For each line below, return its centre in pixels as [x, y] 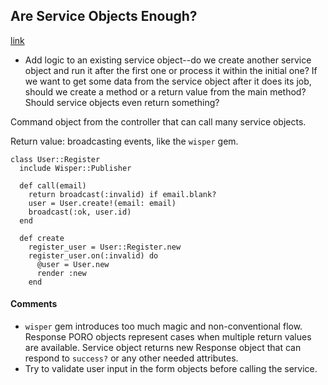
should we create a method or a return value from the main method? [165, 91]
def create [42, 238]
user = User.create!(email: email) [102, 203]
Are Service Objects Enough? [104, 16]
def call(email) [53, 185]
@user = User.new [73, 264]
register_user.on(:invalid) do [93, 255]
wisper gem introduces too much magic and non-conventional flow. [163, 326]
